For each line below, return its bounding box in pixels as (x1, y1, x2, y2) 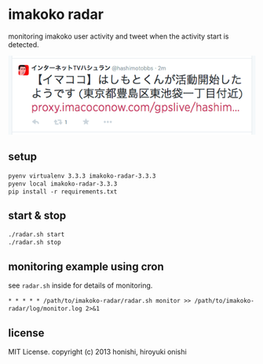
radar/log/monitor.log (8, 305, 82, 313)
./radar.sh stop (8, 238, 61, 247)
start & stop (8, 208, 67, 222)
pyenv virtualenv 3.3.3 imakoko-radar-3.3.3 (8, 171, 156, 180)
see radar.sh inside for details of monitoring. (8, 281, 153, 290)
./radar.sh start (8, 230, 65, 239)
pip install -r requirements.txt (8, 187, 118, 196)
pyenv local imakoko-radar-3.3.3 (8, 179, 118, 188)
